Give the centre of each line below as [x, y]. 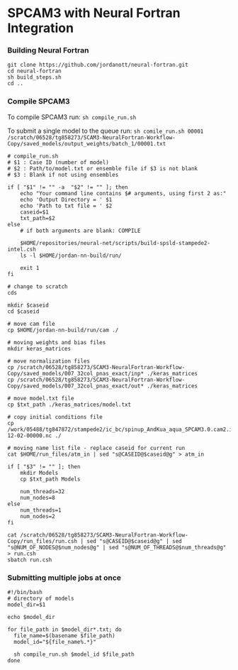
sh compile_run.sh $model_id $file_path [74, 654]
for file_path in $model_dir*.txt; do [64, 630]
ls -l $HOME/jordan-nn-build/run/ [71, 256]
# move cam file [31, 324]
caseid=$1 [35, 212]
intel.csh [22, 249]
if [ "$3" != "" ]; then [44, 466]
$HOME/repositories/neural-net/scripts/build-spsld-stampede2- [115, 243]
